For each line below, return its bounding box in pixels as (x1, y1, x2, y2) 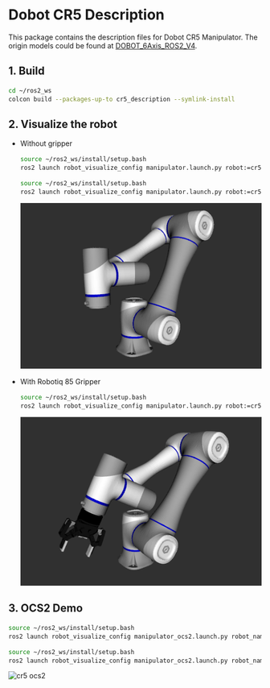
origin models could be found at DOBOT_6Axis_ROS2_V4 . (8, 40, 198, 50)
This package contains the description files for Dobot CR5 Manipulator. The (8, 32, 259, 42)
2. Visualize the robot (8, 117, 118, 131)
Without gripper (19, 139, 72, 148)
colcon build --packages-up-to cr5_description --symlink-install (8, 95, 235, 103)
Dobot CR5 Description (8, 6, 165, 24)
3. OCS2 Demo (8, 602, 83, 615)
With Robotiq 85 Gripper (19, 377, 101, 387)
